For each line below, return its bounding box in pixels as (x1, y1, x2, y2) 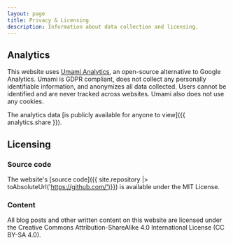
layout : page (7, 10, 45, 17)
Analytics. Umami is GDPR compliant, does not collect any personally (7, 75, 206, 84)
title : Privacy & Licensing (7, 17, 90, 24)
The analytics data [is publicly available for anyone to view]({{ (7, 111, 185, 119)
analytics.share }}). (7, 118, 62, 126)
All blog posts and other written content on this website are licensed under (7, 216, 223, 224)
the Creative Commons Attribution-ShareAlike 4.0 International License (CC (7, 223, 225, 232)
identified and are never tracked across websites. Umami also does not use (7, 90, 225, 98)
